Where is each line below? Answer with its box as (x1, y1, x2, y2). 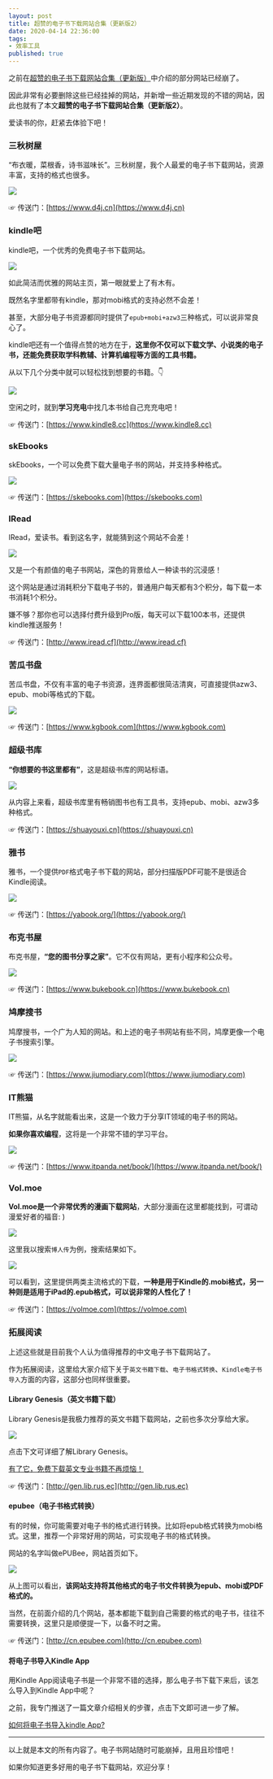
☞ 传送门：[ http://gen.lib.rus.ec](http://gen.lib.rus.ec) (8, 1481, 188, 1490)
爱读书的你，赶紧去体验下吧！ (8, 118, 108, 127)
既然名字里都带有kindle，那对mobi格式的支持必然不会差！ (8, 294, 202, 305)
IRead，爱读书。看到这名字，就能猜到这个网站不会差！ (8, 533, 192, 542)
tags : (8, 34, 27, 43)
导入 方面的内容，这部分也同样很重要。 (8, 1374, 135, 1384)
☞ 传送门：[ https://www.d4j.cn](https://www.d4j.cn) (8, 202, 185, 212)
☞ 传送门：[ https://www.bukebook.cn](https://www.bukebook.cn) (8, 985, 230, 994)
